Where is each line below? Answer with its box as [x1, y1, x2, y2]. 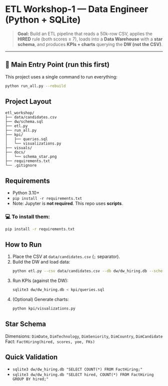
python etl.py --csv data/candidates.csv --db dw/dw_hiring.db [12, 268, 147, 273]
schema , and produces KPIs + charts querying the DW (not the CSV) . [17, 41, 162, 47]
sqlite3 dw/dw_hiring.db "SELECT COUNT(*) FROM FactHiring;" [12, 367, 143, 372]
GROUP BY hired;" [12, 376, 49, 382]
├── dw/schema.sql [5, 119, 43, 124]
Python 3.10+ [12, 190, 40, 196]
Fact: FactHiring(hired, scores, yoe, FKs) [5, 338, 95, 344]
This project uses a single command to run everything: [5, 73, 117, 79]
